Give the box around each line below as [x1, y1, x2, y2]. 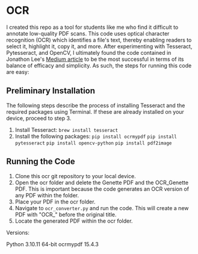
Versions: [6, 229, 30, 236]
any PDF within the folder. [14, 191, 79, 199]
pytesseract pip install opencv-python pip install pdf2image [14, 140, 172, 146]
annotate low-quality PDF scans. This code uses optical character [6, 29, 170, 37]
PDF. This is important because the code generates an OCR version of [14, 185, 190, 193]
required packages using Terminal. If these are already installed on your [6, 108, 185, 115]
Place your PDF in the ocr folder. [14, 198, 96, 205]
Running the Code [6, 156, 75, 167]
